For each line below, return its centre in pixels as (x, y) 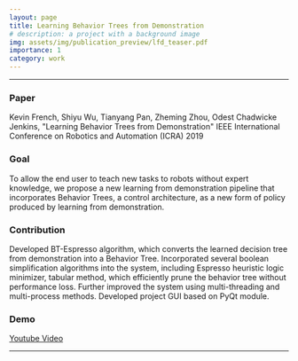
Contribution (37, 230)
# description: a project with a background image (105, 34)
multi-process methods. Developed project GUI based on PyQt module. (139, 296)
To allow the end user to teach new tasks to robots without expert (129, 178)
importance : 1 (35, 51)
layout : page (33, 17)
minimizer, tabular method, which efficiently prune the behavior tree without (148, 277)
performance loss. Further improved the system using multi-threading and (145, 286)
